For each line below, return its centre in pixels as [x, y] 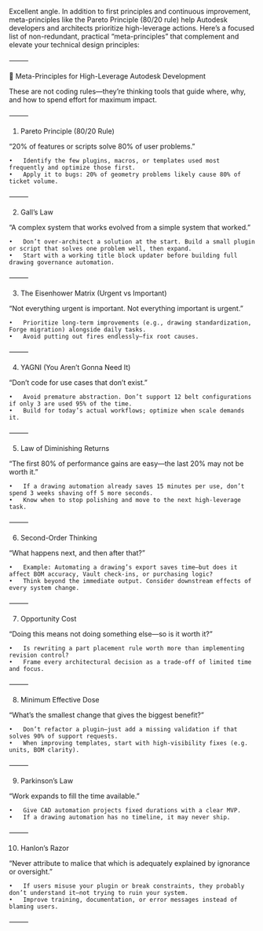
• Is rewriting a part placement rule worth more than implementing [127, 648]
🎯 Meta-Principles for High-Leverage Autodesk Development [108, 76]
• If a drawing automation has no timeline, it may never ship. [120, 817]
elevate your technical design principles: [74, 45]
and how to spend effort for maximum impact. [83, 100]
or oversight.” [31, 872]
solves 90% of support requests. [64, 736]
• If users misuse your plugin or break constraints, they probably [127, 886]
